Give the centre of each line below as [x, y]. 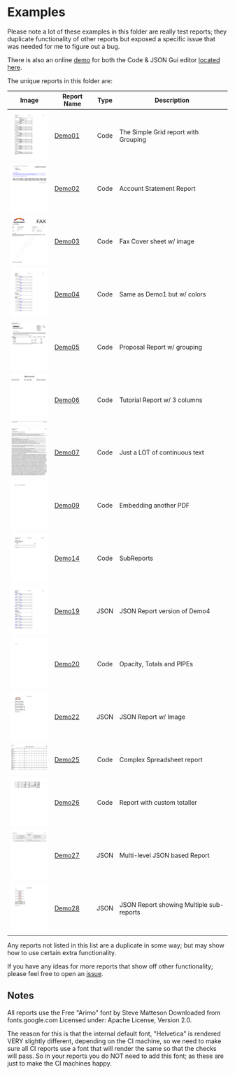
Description [172, 100]
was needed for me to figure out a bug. [64, 46]
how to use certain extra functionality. [62, 952]
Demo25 [67, 760]
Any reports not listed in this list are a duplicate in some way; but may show [116, 945]
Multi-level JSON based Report [164, 855]
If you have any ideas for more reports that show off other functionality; [110, 966]
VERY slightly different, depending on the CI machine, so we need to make [114, 1041]
